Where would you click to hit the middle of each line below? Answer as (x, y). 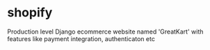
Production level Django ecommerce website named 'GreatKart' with (105, 32)
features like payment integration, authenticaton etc (81, 38)
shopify (30, 13)
